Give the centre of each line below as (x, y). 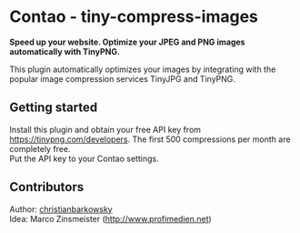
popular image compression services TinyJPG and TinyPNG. (123, 78)
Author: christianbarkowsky (61, 209)
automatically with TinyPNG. (65, 51)
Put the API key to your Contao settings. (84, 158)
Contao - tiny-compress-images (134, 17)
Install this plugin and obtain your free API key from (105, 129)
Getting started (54, 108)
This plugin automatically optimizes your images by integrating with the (143, 69)
